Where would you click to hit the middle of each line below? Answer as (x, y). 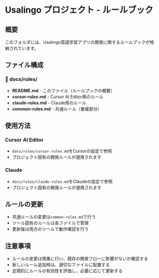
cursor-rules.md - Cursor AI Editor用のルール (58, 97)
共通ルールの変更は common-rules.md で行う (54, 217)
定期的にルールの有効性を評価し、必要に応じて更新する (67, 271)
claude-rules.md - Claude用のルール (49, 102)
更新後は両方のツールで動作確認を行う (50, 229)
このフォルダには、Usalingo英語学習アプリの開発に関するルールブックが (78, 42)
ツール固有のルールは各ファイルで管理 (50, 223)
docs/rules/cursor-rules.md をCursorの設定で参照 (62, 151)
